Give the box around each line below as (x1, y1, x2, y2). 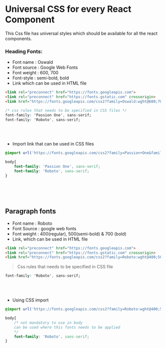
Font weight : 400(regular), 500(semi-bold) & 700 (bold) (12, 231, 127, 237)
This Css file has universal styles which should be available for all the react (5, 30, 158, 36)
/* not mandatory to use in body (14, 320, 83, 325)
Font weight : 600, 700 (12, 70, 59, 76)
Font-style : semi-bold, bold (12, 75, 69, 81)
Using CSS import (12, 297, 49, 303)
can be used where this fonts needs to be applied (14, 325, 121, 330)
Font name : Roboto (12, 220, 53, 226)
